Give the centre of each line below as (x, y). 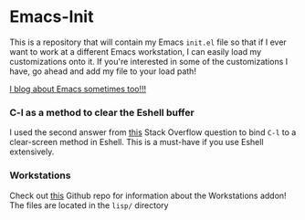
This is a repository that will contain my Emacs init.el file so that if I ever (148, 42)
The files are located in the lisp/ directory (89, 205)
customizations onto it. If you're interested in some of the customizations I (149, 61)
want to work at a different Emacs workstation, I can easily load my (136, 51)
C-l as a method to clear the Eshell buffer (102, 112)
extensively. (32, 152)
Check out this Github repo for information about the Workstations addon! (148, 195)
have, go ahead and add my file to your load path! (103, 71)
